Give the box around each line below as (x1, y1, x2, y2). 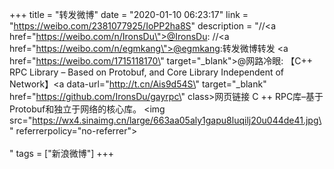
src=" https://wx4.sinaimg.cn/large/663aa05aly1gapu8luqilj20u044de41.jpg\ (9, 114, 322, 126)
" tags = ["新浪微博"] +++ (9, 148, 115, 159)
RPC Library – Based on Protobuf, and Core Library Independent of (9, 66, 285, 78)
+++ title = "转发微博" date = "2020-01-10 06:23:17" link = (9, 9, 249, 20)
